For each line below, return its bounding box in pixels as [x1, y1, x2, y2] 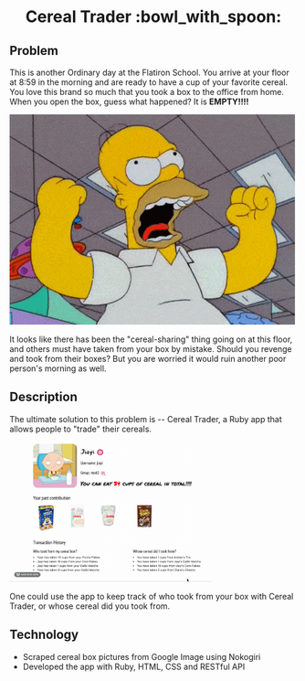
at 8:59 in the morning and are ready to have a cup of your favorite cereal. [9, 77, 289, 88]
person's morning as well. [9, 363, 107, 374]
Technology [9, 627, 79, 643]
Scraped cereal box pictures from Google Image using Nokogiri [22, 651, 261, 662]
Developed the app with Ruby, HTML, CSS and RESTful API [22, 661, 246, 672]
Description [9, 389, 78, 405]
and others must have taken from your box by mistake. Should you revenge [9, 344, 292, 354]
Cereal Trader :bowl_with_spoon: [25, 6, 282, 27]
